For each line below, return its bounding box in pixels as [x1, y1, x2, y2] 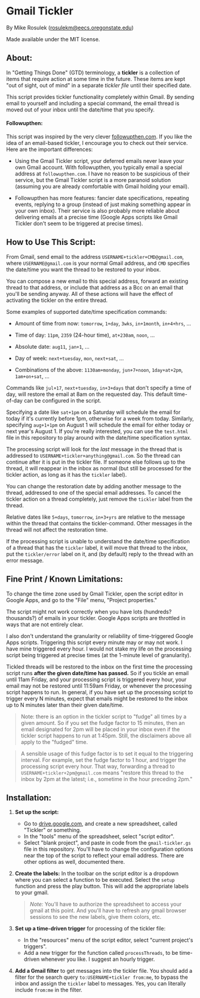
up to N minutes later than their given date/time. [6, 701, 124, 708]
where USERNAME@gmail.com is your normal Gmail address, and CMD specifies [6, 259, 190, 267]
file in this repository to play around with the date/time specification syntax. [6, 434, 192, 441]
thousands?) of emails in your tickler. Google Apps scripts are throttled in [6, 614, 186, 621]
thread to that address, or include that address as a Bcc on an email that [6, 283, 184, 291]
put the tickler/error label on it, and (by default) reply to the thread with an [6, 550, 194, 558]
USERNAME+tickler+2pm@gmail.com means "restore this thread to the [20, 769, 184, 776]
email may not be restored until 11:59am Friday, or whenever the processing [6, 682, 192, 689]
